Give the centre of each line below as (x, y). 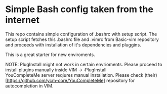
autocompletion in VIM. (30, 86)
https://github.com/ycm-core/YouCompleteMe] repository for (71, 80)
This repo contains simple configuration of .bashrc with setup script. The (81, 34)
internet (22, 20)
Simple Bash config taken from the (79, 9)
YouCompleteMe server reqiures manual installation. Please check (74, 75)
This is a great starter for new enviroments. (50, 55)
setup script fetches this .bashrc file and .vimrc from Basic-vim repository (82, 39)
